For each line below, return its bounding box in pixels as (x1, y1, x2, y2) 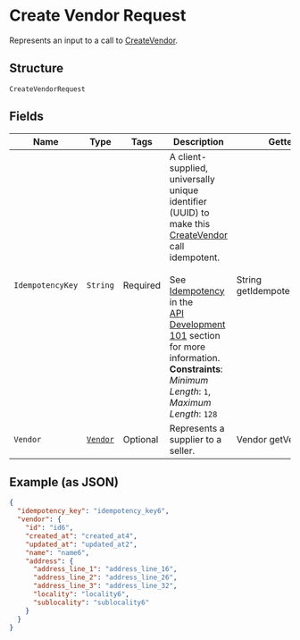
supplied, (169, 162, 208, 174)
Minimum (169, 374, 209, 386)
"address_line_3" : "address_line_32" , (32, 582, 178, 591)
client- (178, 150, 207, 163)
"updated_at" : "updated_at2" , (25, 540, 138, 549)
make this (169, 217, 211, 230)
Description (172, 135, 225, 147)
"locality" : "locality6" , (32, 590, 129, 599)
